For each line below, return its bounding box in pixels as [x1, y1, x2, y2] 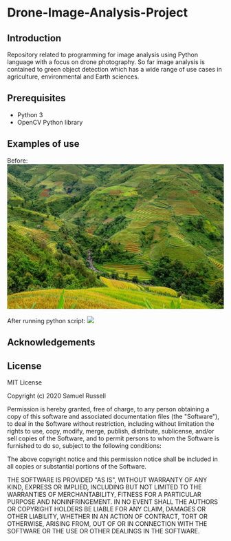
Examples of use [7, 138, 80, 150]
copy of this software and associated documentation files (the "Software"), [7, 412, 220, 420]
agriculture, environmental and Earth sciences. [7, 72, 140, 81]
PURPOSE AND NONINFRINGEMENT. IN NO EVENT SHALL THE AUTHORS [7, 498, 219, 506]
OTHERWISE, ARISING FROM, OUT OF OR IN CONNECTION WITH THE [7, 519, 208, 528]
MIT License [7, 378, 43, 387]
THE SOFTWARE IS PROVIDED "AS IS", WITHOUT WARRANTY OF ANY [7, 476, 208, 484]
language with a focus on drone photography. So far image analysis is [7, 58, 205, 66]
